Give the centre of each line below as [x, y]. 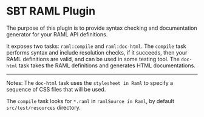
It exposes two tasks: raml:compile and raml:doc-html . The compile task [96, 46]
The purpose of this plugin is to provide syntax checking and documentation [102, 28]
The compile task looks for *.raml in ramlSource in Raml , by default [90, 101]
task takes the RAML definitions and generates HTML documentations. [107, 65]
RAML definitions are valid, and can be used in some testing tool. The [93, 59]
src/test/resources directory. [43, 107]
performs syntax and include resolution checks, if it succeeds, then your [97, 52]
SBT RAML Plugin [51, 11]
